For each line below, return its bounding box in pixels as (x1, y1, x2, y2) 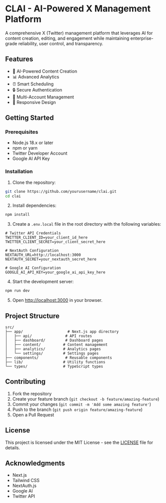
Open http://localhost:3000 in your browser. (12, 297, 103, 303)
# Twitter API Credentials (5, 231, 61, 236)
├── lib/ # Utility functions (5, 360, 106, 365)
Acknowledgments (5, 459, 66, 468)
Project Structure (5, 312, 60, 320)
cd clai (5, 193, 21, 199)
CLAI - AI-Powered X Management (5, 3, 151, 14)
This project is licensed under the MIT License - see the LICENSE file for (5, 439, 153, 445)
